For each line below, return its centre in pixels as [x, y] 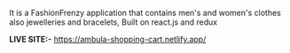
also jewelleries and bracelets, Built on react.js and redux [114, 22]
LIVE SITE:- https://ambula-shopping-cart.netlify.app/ [108, 39]
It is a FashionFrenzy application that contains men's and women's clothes [145, 13]
